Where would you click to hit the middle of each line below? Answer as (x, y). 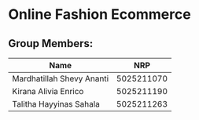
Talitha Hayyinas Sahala (56, 104)
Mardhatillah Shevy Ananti (61, 78)
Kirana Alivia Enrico (48, 91)
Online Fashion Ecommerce (99, 15)
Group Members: (51, 44)
